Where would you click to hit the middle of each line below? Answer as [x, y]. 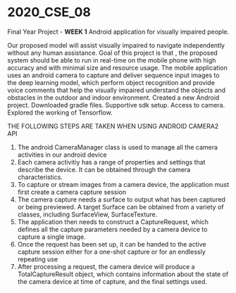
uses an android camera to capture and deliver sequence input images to [113, 75]
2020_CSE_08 [49, 12]
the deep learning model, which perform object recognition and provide [111, 82]
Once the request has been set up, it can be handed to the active [112, 244]
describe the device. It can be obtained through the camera [104, 169]
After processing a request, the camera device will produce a [106, 266]
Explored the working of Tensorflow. [60, 112]
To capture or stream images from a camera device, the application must [123, 184]
